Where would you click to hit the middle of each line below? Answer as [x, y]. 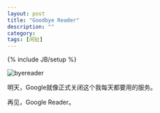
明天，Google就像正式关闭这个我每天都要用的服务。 [82, 87]
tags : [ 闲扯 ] [25, 40]
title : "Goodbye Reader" [43, 20]
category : [22, 33]
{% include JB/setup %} [42, 59]
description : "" [31, 27]
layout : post [26, 14]
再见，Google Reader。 [41, 103]
